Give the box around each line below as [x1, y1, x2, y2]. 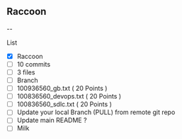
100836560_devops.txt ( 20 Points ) [16, 92, 122, 101]
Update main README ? [16, 116, 87, 125]
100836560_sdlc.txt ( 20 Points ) [16, 100, 113, 109]
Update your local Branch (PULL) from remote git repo [16, 108, 176, 116]
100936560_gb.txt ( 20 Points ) [16, 84, 108, 93]
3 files [16, 67, 35, 77]
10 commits [16, 60, 51, 68]
